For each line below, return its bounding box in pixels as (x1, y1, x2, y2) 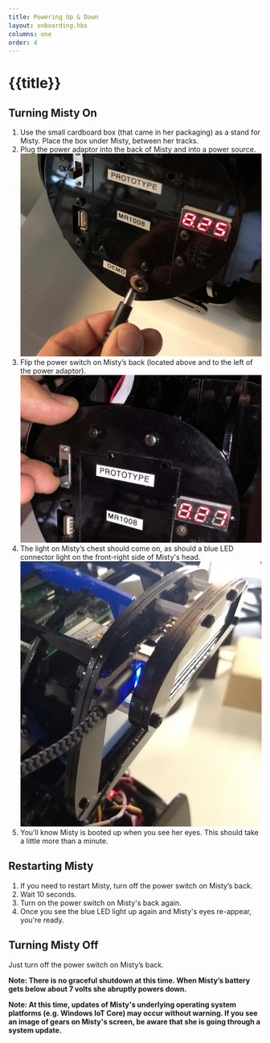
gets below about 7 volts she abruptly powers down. (8, 983, 187, 994)
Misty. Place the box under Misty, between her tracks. (19, 136, 199, 146)
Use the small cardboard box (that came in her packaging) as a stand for (19, 127, 261, 137)
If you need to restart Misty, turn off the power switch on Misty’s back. (19, 880, 253, 890)
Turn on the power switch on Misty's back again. (19, 898, 182, 908)
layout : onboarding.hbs (8, 21, 88, 30)
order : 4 (8, 39, 38, 47)
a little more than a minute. (19, 836, 108, 846)
